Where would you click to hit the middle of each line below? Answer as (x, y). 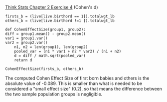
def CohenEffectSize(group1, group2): (45, 29)
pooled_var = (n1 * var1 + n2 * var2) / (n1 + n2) (68, 51)
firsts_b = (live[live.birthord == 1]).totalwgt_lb (60, 16)
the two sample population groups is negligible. (54, 94)
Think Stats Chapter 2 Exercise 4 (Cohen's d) (52, 7)
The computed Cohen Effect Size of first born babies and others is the (77, 78)
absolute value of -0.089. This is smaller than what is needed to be (74, 83)
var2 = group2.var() (27, 42)
